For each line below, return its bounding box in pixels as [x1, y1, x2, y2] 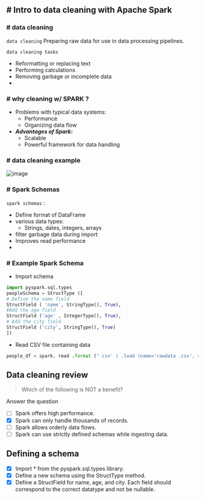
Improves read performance [15, 237, 86, 244]
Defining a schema [6, 449, 79, 459]
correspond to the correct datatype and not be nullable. [15, 486, 156, 493]
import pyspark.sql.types [6, 284, 72, 290]
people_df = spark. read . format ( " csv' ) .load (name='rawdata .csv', [6, 353, 195, 359]
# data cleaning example [6, 156, 81, 164]
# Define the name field [6, 296, 70, 302]
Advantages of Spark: [15, 128, 73, 135]
